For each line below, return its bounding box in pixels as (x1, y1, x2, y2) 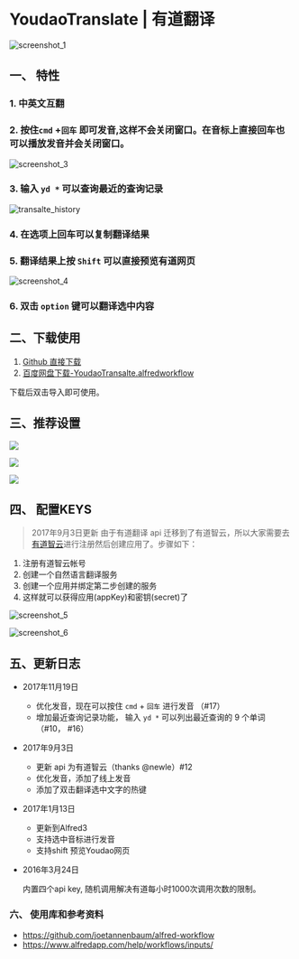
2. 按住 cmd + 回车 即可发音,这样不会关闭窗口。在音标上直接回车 (9, 124, 276, 136)
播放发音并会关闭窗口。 (27, 137, 130, 150)
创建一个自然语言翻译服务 (22, 569, 118, 580)
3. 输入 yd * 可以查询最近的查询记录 (9, 182, 164, 195)
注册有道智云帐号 (22, 558, 86, 569)
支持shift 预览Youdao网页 (35, 845, 131, 856)
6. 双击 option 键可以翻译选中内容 (9, 300, 155, 312)
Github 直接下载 (22, 356, 82, 367)
